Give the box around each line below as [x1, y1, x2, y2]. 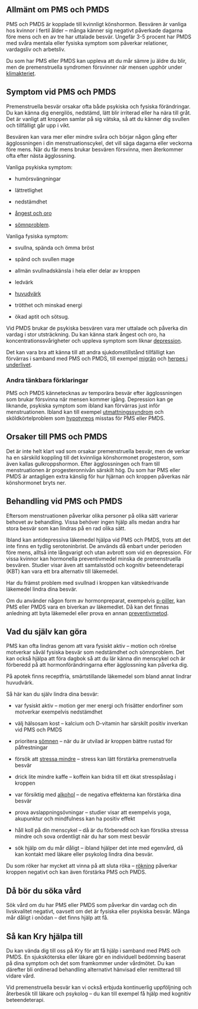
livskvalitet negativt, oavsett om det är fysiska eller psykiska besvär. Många [6, 908, 190, 915]
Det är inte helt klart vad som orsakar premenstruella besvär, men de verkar [6, 447, 190, 454]
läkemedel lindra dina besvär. [6, 585, 78, 593]
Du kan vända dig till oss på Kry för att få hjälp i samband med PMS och [6, 947, 181, 954]
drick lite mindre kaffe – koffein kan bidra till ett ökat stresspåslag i [14, 774, 176, 781]
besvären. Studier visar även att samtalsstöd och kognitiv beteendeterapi [6, 561, 184, 568]
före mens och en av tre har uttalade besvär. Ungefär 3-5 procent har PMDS [6, 33, 192, 40]
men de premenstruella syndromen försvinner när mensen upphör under [6, 63, 183, 71]
